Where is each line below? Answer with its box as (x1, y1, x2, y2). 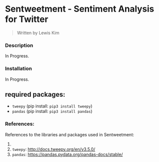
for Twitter (5, 14, 48, 25)
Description (5, 42, 33, 49)
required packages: (5, 90, 65, 98)
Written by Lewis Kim (16, 30, 60, 36)
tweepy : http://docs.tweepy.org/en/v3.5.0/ (12, 146, 95, 152)
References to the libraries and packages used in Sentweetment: (5, 131, 134, 137)
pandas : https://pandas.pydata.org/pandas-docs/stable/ (12, 151, 123, 157)
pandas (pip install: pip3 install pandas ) (12, 108, 93, 114)
